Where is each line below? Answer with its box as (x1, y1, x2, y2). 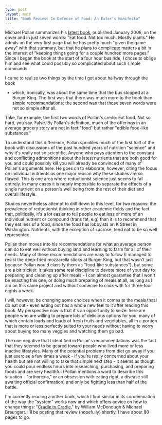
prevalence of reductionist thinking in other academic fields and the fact (5, 206, 150, 212)
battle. (5, 384, 18, 390)
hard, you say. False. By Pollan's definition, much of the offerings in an (5, 120, 146, 126)
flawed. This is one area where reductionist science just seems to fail (5, 176, 144, 182)
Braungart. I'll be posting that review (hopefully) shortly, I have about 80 (5, 409, 149, 415)
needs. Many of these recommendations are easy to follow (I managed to (5, 252, 152, 258)
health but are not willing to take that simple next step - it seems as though (5, 358, 155, 364)
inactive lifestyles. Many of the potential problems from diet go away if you (5, 348, 155, 354)
